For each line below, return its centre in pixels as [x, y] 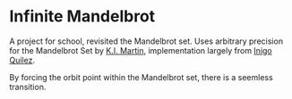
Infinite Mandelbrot [82, 16]
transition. [28, 87]
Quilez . [22, 60]
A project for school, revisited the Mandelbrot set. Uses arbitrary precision [146, 41]
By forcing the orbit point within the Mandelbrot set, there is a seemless [141, 77]
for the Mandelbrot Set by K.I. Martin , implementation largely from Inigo [141, 50]
